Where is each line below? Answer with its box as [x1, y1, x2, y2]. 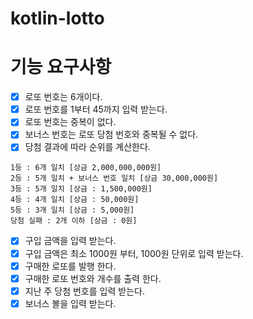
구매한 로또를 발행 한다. [24, 260, 117, 272]
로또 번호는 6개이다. [24, 91, 103, 103]
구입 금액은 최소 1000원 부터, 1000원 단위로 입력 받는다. [24, 247, 244, 259]
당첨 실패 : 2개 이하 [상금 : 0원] [10, 216, 138, 226]
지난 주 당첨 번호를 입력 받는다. [24, 285, 145, 297]
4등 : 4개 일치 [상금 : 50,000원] [10, 195, 140, 205]
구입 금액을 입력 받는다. [24, 235, 117, 247]
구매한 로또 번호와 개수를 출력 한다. [24, 272, 162, 284]
